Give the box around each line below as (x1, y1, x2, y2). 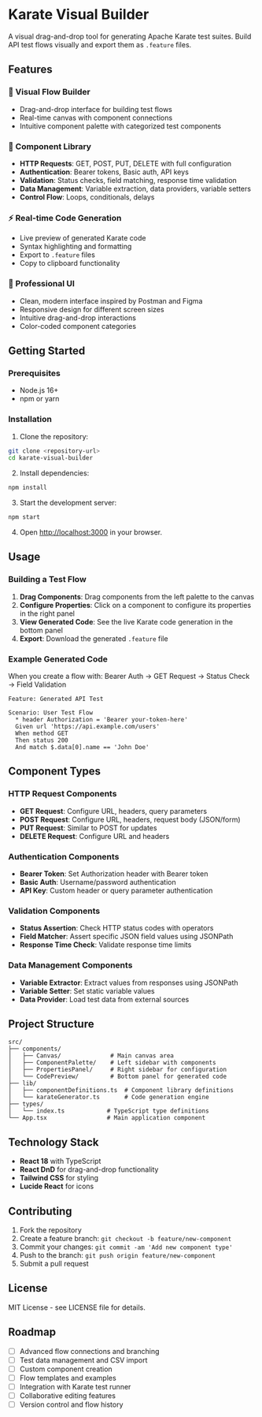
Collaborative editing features (19, 1390, 116, 1400)
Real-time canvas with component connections (19, 113, 173, 122)
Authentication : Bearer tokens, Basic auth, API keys (19, 167, 189, 177)
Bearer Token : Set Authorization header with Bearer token (19, 869, 208, 878)
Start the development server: (19, 498, 117, 508)
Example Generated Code (8, 653, 109, 664)
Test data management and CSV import (19, 1355, 148, 1365)
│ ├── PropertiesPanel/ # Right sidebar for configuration (8, 1066, 227, 1074)
